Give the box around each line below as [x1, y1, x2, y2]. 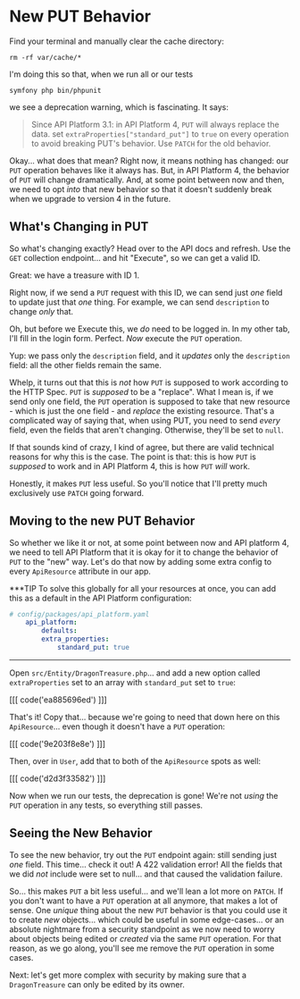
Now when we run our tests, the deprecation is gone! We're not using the [9, 790, 279, 801]
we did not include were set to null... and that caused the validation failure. [9, 869, 283, 879]
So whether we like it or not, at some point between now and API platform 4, [9, 537, 289, 548]
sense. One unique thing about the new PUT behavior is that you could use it [9, 904, 287, 915]
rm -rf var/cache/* [9, 53, 82, 62]
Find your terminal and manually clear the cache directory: [9, 36, 225, 46]
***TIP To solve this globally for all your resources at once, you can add [9, 583, 277, 593]
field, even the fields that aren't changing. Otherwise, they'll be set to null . [9, 424, 284, 435]
